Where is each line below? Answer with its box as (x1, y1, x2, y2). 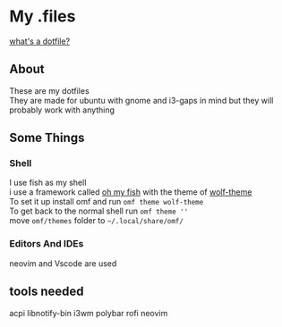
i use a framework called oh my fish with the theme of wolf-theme (9, 187, 252, 197)
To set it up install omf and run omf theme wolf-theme (9, 197, 204, 207)
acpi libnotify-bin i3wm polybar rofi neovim (9, 307, 168, 318)
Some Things (9, 130, 85, 146)
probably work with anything (9, 105, 115, 115)
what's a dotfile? (9, 36, 70, 46)
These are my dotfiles (9, 85, 90, 96)
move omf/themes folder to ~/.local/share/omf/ (9, 215, 184, 226)
